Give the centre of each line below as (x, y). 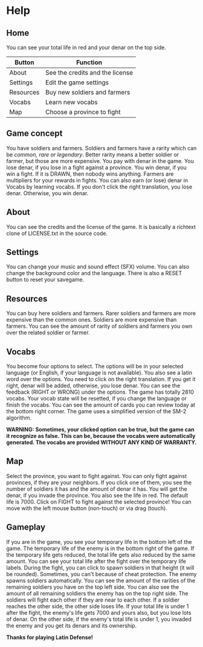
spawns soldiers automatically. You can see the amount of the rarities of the (101, 580)
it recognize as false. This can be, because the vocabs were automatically (101, 436)
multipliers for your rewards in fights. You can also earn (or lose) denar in (97, 180)
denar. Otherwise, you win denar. (47, 193)
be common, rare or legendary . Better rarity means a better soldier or (93, 154)
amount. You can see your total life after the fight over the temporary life (96, 561)
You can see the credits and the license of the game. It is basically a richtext (101, 227)
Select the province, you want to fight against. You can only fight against (97, 476)
